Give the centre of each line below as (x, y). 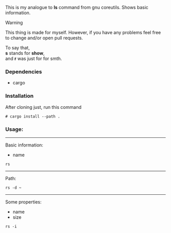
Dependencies (24, 72)
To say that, (18, 48)
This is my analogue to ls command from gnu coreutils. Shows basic (77, 7)
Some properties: (23, 202)
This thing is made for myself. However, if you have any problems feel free (83, 32)
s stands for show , (25, 53)
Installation (20, 96)
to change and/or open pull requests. (44, 38)
